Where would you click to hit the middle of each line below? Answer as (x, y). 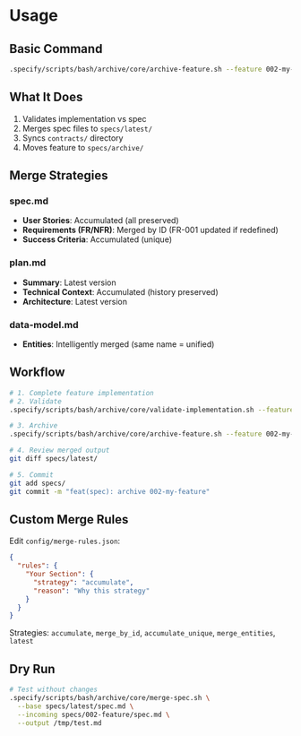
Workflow (37, 372)
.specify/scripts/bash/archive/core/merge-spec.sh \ (110, 698)
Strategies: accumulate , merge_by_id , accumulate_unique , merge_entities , (142, 633)
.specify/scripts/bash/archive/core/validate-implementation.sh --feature (152, 410)
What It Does (46, 97)
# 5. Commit (31, 475)
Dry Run (32, 669)
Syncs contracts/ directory (73, 138)
